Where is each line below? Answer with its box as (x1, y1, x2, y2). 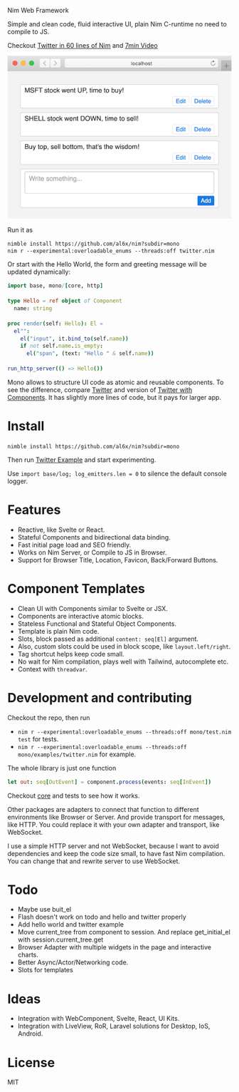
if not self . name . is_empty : (20, 342, 103, 350)
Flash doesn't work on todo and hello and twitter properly (17, 912, 186, 922)
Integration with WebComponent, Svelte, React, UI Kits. (17, 1014, 180, 1023)
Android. (17, 1029, 43, 1038)
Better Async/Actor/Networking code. (17, 958, 129, 967)
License (7, 1054, 55, 1071)
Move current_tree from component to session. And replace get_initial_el (17, 928, 231, 937)
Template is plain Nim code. (17, 627, 100, 635)
